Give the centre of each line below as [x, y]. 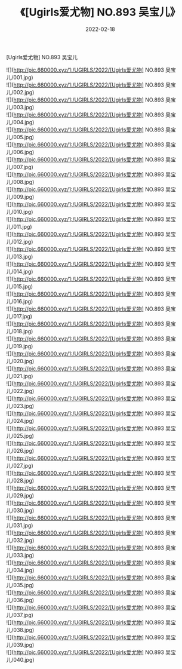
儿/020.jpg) [20, 361]
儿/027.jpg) [20, 465]
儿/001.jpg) [20, 77]
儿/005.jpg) [20, 137]
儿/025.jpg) [20, 435]
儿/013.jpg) [20, 256]
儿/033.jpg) [20, 555]
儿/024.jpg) [20, 421]
